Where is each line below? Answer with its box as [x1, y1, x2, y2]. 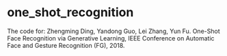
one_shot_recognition [7, 5, 134, 20]
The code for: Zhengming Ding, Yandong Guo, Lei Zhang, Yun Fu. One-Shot [7, 27, 220, 35]
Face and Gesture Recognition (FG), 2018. [7, 41, 125, 49]
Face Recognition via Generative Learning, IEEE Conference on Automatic [7, 34, 215, 42]
